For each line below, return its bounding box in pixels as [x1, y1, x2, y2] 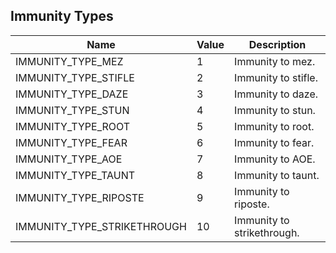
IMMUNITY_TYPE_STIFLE [15, 70, 135, 84]
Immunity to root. [234, 119, 315, 133]
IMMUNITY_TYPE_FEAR [15, 135, 128, 149]
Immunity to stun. [234, 103, 316, 117]
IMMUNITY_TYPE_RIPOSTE [15, 190, 145, 204]
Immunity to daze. [234, 87, 319, 101]
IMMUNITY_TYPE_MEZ [15, 54, 124, 68]
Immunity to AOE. [234, 152, 316, 166]
